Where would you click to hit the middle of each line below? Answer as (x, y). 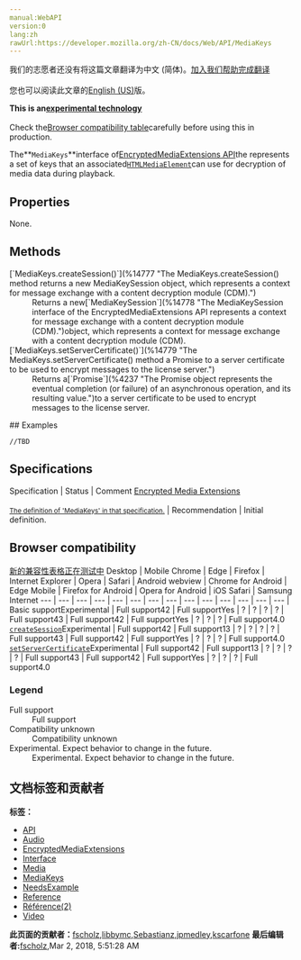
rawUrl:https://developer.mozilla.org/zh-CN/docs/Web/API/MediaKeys (141, 43)
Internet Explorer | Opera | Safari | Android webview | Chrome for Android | (148, 581)
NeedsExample (50, 887)
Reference (41, 896)
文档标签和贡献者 (57, 788)
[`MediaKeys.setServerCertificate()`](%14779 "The (104, 350)
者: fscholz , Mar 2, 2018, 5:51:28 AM (74, 946)
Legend (26, 690)
